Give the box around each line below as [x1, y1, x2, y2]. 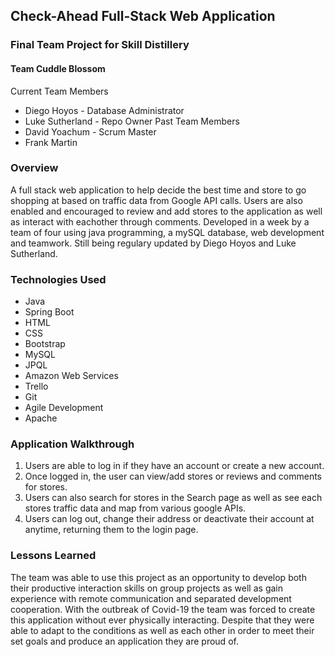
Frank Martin [24, 136, 78, 148]
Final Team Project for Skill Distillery [10, 38, 190, 52]
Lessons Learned [10, 549, 97, 563]
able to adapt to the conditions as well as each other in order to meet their [10, 624, 315, 636]
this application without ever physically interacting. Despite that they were [10, 614, 315, 626]
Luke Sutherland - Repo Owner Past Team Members [24, 115, 240, 127]
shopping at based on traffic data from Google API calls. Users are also [10, 194, 303, 206]
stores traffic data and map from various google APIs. [24, 502, 247, 514]
